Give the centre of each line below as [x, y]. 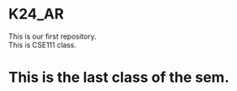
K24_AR [36, 14]
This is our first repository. [52, 36]
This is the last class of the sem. [119, 78]
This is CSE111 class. [43, 44]
